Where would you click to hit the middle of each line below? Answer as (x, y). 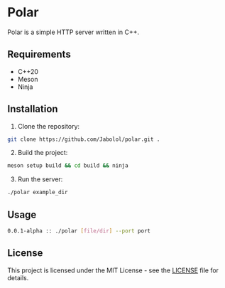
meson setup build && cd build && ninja (68, 166)
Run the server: (40, 179)
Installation (33, 109)
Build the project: (43, 153)
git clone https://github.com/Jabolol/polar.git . (84, 139)
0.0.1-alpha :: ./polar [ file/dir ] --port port (79, 231)
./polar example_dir (38, 193)
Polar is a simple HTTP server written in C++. (73, 32)
